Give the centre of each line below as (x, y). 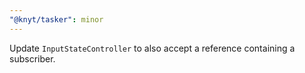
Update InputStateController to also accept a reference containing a (152, 48)
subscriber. (32, 58)
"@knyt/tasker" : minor (56, 19)
